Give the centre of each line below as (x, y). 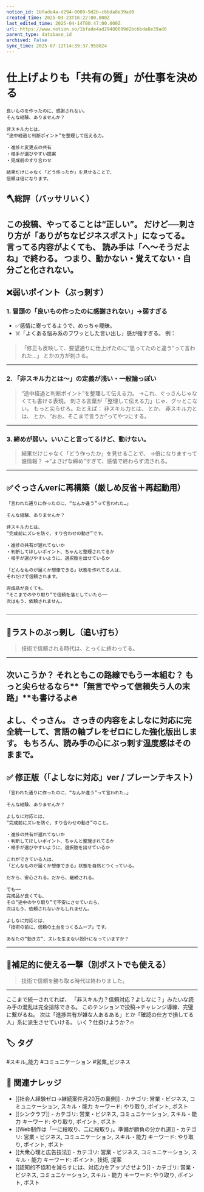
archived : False (27, 40)
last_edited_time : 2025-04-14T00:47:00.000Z (63, 23)
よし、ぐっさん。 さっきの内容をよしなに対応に (95, 720)
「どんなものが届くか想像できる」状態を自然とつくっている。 (72, 866)
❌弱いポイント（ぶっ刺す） (57, 292)
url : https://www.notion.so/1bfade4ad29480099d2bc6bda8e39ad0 (87, 29)
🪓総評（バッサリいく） (50, 199)
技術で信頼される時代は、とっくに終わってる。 (80, 648)
